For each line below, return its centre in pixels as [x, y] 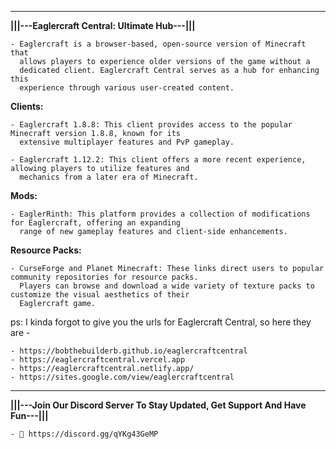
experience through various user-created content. [127, 88]
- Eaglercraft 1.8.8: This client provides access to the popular [151, 125]
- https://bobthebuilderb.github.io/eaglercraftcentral [129, 351]
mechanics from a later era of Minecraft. [109, 177]
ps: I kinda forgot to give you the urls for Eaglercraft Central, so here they [161, 322]
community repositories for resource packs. [104, 277]
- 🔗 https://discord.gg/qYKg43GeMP [84, 434]
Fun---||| [29, 415]
